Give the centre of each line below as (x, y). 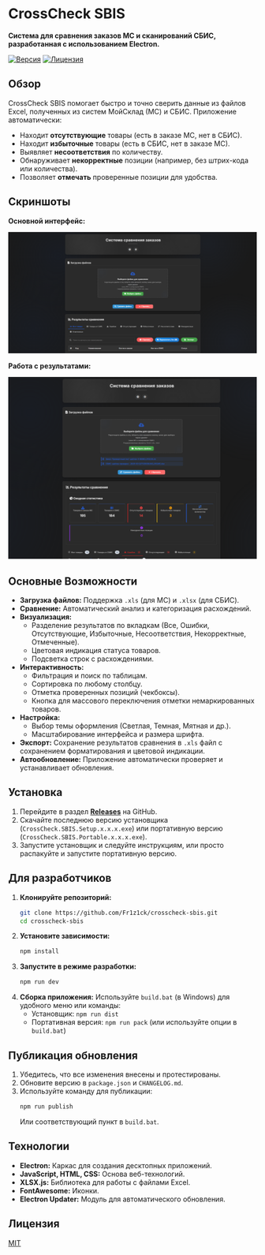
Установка (35, 792)
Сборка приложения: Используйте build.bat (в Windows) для (125, 997)
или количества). (49, 168)
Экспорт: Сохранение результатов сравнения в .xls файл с (121, 743)
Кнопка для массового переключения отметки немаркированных (143, 701)
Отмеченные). (56, 642)
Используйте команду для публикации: (86, 1091)
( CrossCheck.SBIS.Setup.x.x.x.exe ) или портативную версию (121, 828)
